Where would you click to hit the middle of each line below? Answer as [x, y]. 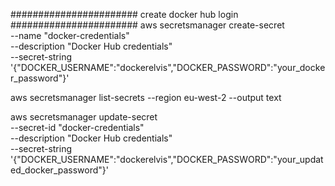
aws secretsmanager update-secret [84, 117]
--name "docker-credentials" [70, 35]
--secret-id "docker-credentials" [77, 127]
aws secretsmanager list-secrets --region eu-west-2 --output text [146, 97]
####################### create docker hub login [124, 14]
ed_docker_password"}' [59, 170]
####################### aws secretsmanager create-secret [147, 25]
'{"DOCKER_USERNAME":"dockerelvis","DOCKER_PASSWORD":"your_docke [168, 67]
